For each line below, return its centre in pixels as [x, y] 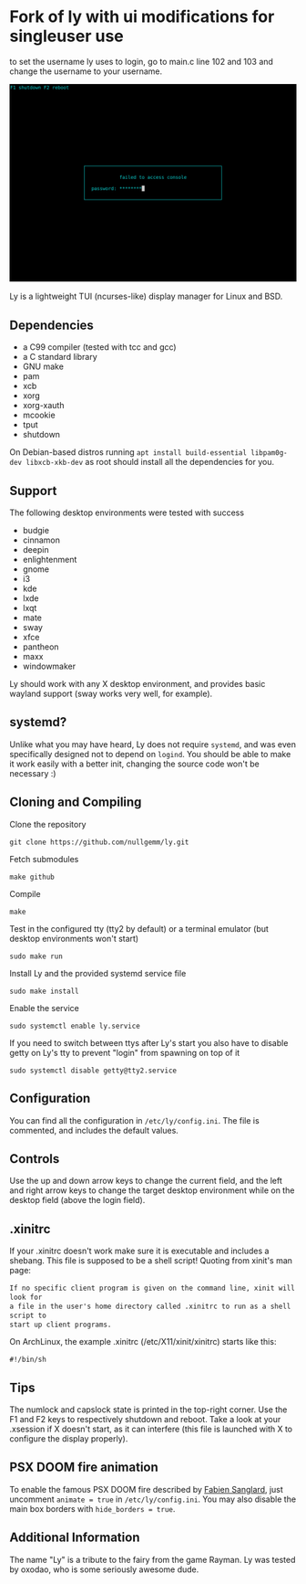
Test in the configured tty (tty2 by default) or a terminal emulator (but [139, 928]
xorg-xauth [43, 406]
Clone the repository [48, 824]
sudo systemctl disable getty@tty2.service [93, 1071]
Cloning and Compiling [76, 803]
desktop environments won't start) [74, 938]
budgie [36, 531]
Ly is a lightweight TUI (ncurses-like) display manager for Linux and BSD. [146, 296]
